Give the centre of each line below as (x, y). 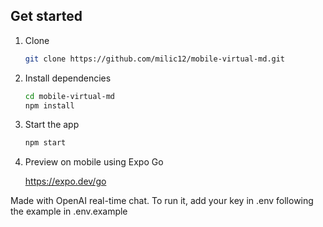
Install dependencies (68, 78)
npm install (49, 105)
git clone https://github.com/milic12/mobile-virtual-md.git (155, 59)
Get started (46, 16)
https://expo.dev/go (65, 181)
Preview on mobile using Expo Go (94, 162)
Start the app (52, 125)
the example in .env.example (69, 211)
